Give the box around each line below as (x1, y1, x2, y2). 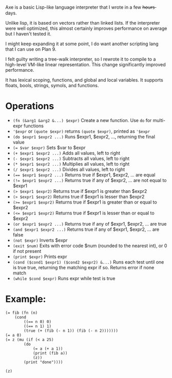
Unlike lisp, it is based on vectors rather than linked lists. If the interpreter (5, 20, 160, 26)
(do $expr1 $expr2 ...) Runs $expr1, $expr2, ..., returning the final (12, 133, 156, 140)
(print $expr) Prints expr (12, 253, 67, 260)
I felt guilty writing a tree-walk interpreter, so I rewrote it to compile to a (5, 56, 156, 62)
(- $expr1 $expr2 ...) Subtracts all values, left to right (12, 155, 130, 162)
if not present (12, 248, 42, 254)
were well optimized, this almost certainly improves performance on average (5, 25, 167, 31)
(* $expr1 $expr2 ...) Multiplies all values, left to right (12, 161, 130, 167)
